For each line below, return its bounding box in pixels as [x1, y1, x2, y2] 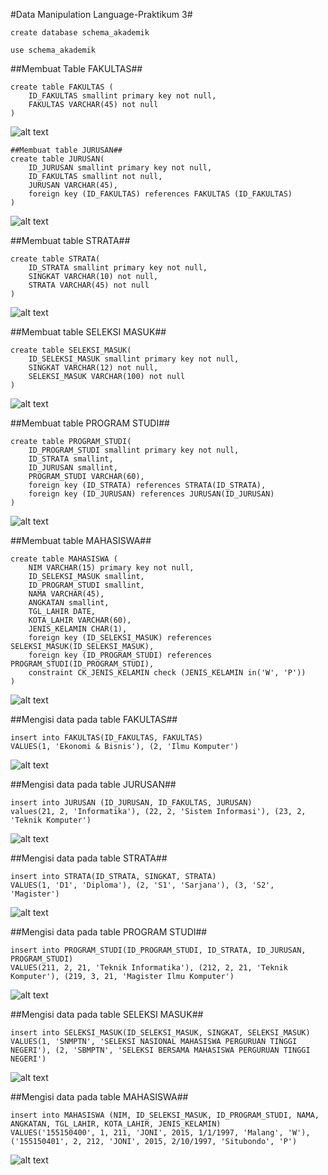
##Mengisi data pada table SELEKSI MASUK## [10, 1009, 204, 1020]
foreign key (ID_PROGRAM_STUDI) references [28, 650, 213, 660]
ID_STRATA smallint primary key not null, [28, 263, 208, 273]
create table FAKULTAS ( [10, 82, 114, 92]
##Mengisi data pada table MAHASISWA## [10, 1091, 189, 1103]
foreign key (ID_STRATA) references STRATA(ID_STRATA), [28, 480, 267, 490]
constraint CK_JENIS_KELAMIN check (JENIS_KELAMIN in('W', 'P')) [28, 668, 307, 678]
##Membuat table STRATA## [10, 235, 131, 246]
